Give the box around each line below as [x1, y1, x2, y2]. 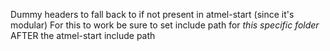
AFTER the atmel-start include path [10, 30, 156, 41]
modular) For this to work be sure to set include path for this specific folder [10, 19, 320, 31]
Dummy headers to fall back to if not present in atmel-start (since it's [10, 9, 295, 20]
